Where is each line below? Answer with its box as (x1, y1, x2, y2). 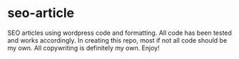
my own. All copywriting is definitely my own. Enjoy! (7, 43, 161, 52)
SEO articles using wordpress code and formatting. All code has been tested (7, 28, 232, 37)
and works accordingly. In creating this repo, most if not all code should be (7, 36, 228, 44)
